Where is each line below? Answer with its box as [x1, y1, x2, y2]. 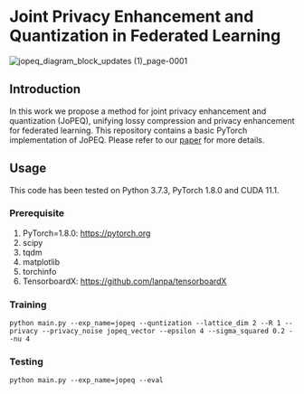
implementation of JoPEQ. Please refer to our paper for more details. [9, 134, 265, 145]
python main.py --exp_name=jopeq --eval [9, 376, 165, 385]
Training [9, 298, 47, 311]
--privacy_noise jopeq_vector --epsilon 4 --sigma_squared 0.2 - [42, 327, 294, 336]
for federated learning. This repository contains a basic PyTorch [9, 125, 248, 136]
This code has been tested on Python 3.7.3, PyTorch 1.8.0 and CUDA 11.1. [9, 184, 280, 195]
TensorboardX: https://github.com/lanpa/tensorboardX [22, 276, 227, 286]
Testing [9, 355, 43, 368]
